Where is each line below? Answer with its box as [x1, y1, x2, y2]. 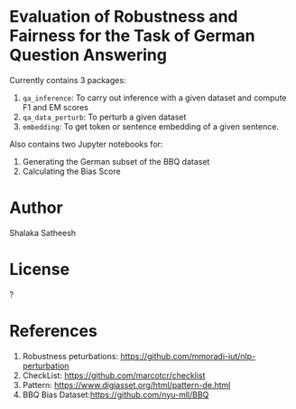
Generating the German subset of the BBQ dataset [22, 156, 210, 166]
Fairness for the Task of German [9, 25, 255, 46]
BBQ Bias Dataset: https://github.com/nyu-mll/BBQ [22, 389, 209, 400]
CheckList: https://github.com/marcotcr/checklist [22, 369, 206, 381]
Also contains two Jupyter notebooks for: [9, 138, 163, 149]
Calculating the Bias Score [22, 166, 121, 176]
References [9, 321, 97, 341]
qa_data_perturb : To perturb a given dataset [22, 111, 187, 122]
